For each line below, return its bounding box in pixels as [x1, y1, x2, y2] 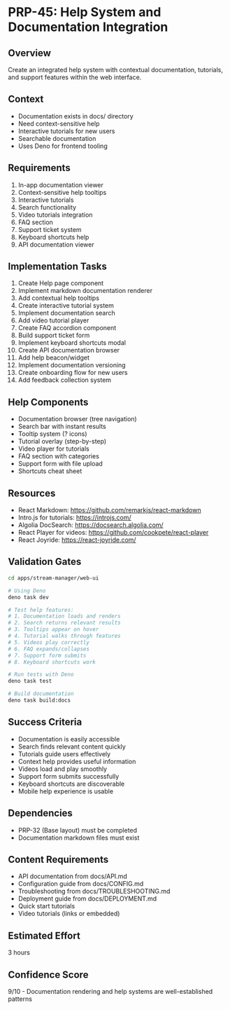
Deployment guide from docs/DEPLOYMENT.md [17, 894, 157, 903]
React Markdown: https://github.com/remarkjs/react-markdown [17, 506, 201, 514]
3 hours [8, 948, 31, 957]
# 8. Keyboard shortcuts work [8, 658, 96, 666]
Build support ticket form [17, 331, 90, 340]
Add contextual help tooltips [17, 294, 100, 302]
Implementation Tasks [8, 261, 107, 273]
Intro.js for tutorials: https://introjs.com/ [17, 513, 131, 522]
